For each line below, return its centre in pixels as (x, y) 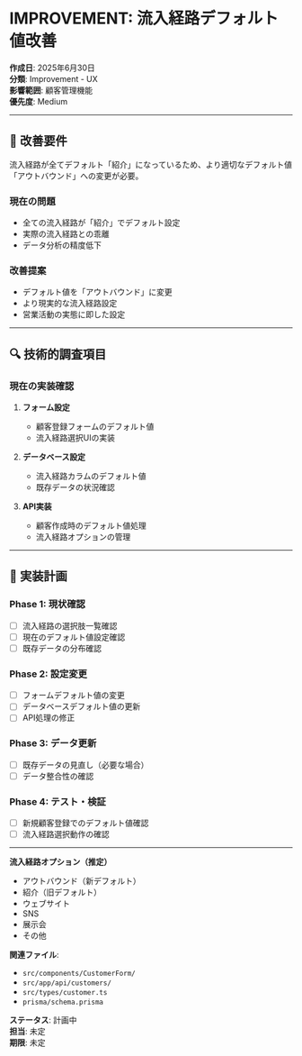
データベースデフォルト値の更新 (81, 706)
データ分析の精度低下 (62, 245)
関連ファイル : (35, 955)
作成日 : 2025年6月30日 (53, 68)
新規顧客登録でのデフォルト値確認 (85, 823)
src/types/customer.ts (65, 993)
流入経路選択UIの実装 (75, 438)
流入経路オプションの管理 (83, 537)
